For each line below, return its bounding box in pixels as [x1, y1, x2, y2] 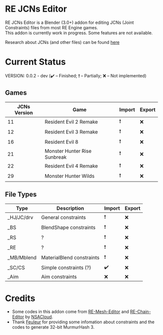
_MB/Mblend [7, 254, 37, 261]
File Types [5, 190, 37, 199]
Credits [5, 293, 35, 304]
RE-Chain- [130, 309, 151, 315]
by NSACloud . [25, 314, 53, 320]
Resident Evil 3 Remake [44, 129, 98, 135]
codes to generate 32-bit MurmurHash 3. [12, 324, 95, 330]
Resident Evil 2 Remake [44, 118, 98, 125]
